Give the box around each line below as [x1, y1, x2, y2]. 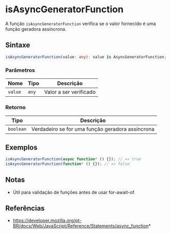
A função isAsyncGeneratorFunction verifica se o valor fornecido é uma [5, 20, 156, 27]
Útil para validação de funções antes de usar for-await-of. [12, 189, 136, 195]
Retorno [5, 103, 26, 111]
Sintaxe [5, 41, 30, 50]
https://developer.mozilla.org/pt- [12, 218, 82, 224]
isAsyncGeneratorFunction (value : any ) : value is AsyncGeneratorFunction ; [5, 54, 167, 59]
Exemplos [5, 143, 37, 152]
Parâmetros [5, 67, 35, 74]
